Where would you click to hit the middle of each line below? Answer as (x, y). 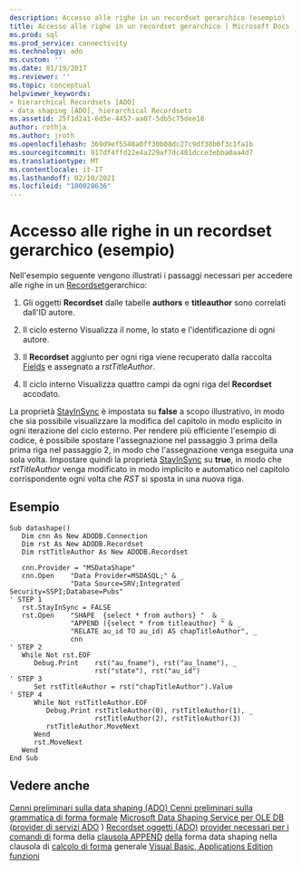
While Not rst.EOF (56, 655)
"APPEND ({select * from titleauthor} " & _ (156, 623)
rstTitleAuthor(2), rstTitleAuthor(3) (168, 718)
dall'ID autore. (49, 313)
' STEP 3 (26, 679)
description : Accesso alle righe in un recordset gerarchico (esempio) (147, 18)
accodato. (41, 394)
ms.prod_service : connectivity (68, 43)
